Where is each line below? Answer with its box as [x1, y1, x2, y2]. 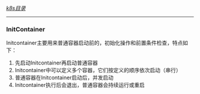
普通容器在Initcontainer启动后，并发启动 [14, 74, 114, 81]
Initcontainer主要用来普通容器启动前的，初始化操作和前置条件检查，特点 [6, 40, 183, 47]
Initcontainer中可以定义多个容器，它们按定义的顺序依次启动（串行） [14, 67, 182, 74]
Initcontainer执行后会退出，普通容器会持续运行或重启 [14, 82, 145, 89]
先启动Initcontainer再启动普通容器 [14, 59, 98, 66]
